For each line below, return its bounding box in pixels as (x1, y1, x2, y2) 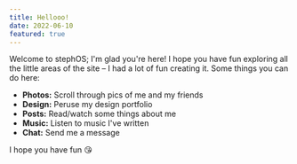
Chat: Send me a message (21, 128, 120, 138)
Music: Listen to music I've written (21, 118, 149, 129)
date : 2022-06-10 (9, 21, 74, 30)
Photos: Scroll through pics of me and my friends (21, 90, 204, 100)
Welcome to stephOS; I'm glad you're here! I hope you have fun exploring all (9, 54, 289, 65)
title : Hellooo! (9, 12, 69, 22)
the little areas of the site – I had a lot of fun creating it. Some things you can (9, 63, 289, 74)
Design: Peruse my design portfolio (21, 99, 153, 110)
